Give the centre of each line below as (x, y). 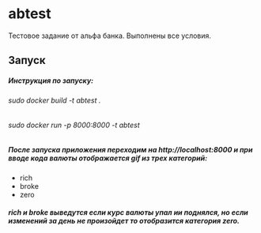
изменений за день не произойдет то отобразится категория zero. (124, 221)
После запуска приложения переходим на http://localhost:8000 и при (130, 149)
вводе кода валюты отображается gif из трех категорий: (108, 158)
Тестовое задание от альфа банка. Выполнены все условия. (110, 36)
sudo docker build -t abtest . (55, 100)
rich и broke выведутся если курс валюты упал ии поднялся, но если (129, 212)
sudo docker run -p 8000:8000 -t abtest (74, 125)
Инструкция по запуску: (51, 81)
